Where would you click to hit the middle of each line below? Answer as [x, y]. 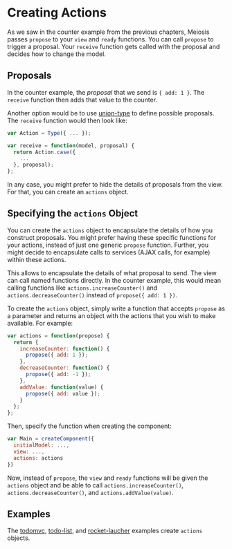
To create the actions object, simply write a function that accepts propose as [116, 308]
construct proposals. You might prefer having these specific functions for [112, 237]
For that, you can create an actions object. [68, 192]
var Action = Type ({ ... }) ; [49, 133]
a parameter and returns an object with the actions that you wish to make [111, 315]
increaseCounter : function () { [65, 348]
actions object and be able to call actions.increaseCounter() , [95, 485]
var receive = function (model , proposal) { [71, 146]
